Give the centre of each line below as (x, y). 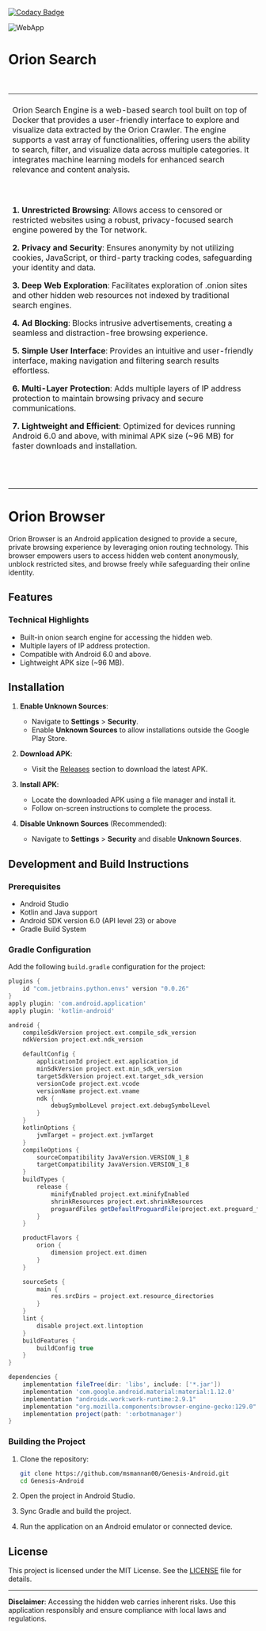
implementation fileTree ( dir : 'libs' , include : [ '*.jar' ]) (122, 1385)
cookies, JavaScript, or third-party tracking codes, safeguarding (132, 258)
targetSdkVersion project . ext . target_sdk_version (120, 1076)
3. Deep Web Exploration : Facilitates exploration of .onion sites (130, 285)
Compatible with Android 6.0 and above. (85, 654)
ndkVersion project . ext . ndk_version (83, 1040)
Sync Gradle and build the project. (76, 1511)
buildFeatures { (49, 1341)
